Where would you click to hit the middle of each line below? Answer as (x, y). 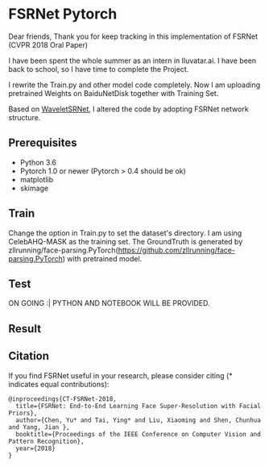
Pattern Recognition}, (46, 441)
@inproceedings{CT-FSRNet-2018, (62, 399)
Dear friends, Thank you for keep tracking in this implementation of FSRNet (133, 36)
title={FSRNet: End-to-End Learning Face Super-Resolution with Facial (139, 406)
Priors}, (23, 413)
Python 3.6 (38, 162)
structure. (25, 117)
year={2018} (36, 448)
